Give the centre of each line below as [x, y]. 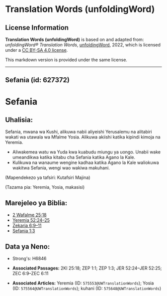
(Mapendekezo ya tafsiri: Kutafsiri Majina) [48, 177]
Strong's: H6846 [29, 259]
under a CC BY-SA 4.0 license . [37, 50]
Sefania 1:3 [24, 231]
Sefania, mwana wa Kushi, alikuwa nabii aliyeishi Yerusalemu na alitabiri [79, 132]
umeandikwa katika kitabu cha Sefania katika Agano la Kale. [74, 157]
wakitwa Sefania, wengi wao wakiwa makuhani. [61, 168]
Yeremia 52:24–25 [31, 220]
